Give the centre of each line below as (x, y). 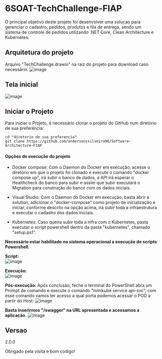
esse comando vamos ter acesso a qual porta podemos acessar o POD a (78, 296)
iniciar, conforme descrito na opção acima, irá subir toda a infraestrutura (84, 207)
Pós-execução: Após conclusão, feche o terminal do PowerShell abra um (79, 285)
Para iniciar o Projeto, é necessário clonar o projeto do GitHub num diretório (81, 123)
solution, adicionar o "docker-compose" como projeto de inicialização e (84, 202)
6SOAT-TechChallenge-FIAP (64, 8)
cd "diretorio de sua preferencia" (41, 137)
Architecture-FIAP (24, 146)
